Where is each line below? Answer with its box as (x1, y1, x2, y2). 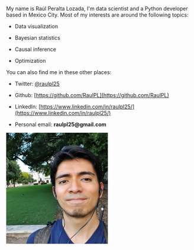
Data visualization (14, 23, 59, 30)
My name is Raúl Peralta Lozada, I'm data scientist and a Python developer (6, 5, 188, 12)
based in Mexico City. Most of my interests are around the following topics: (6, 11, 189, 18)
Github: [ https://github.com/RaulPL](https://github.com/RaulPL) (14, 92, 170, 98)
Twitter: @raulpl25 (14, 80, 60, 87)
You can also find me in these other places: (6, 69, 112, 76)
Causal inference (14, 46, 56, 53)
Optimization (14, 57, 46, 64)
